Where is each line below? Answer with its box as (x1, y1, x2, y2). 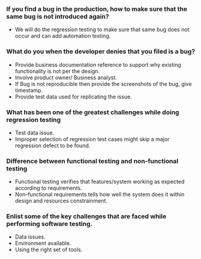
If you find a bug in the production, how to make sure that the (6, 5, 188, 13)
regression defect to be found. (14, 142, 91, 149)
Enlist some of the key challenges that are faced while (6, 212, 167, 221)
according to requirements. (14, 184, 82, 192)
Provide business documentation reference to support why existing (14, 61, 181, 68)
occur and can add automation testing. (14, 32, 111, 40)
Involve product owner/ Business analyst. (14, 74, 117, 81)
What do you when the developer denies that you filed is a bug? (6, 47, 196, 56)
